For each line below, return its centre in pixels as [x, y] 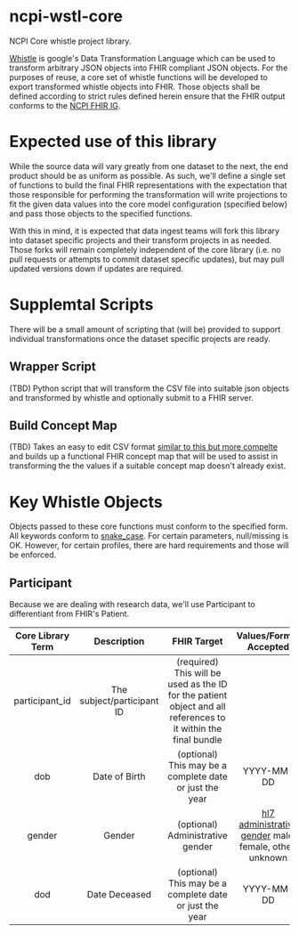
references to [198, 718]
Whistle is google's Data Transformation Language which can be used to [142, 58]
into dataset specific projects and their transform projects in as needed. [141, 240]
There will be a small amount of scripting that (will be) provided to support [145, 329]
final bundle [198, 740]
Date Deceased [119, 895]
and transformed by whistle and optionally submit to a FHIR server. [131, 397]
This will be [198, 673]
